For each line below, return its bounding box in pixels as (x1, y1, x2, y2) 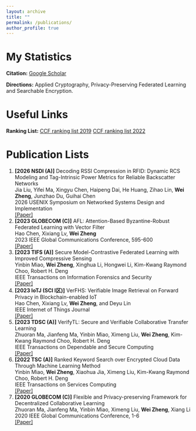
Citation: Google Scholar (6, 70, 66, 77)
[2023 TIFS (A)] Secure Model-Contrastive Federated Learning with (14, 249, 180, 256)
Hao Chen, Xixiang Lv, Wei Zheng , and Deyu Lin (14, 300, 131, 307)
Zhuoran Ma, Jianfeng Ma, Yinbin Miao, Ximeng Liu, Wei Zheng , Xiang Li (14, 406, 191, 413)
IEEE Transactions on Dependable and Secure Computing (14, 343, 154, 350)
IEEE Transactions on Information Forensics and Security (14, 274, 152, 281)
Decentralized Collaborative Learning (14, 400, 105, 407)
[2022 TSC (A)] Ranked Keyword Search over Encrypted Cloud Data (14, 356, 180, 363)
